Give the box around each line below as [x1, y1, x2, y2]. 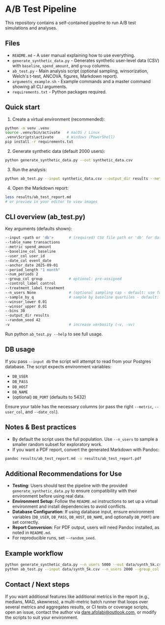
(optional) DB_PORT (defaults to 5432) [12, 394, 86, 400]
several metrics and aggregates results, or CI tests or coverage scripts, [5, 604, 149, 610]
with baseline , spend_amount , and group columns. [12, 62, 111, 68]
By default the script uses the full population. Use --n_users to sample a [12, 436, 158, 442]
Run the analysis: [12, 166, 47, 173]
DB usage [5, 345, 35, 354]
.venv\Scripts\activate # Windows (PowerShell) [5, 135, 115, 140]
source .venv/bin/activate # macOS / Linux [5, 130, 100, 135]
